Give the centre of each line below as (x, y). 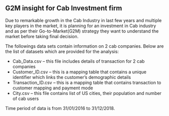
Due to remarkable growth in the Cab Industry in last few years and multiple (83, 20)
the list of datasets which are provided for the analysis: (62, 51)
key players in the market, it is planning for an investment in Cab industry (81, 26)
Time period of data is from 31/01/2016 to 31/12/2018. (60, 108)
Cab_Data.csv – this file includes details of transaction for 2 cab (78, 61)
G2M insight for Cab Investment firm (64, 8)
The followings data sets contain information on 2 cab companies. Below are (84, 46)
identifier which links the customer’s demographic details (72, 77)
